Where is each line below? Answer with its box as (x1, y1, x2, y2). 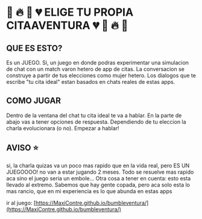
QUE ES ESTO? (6, 43, 63, 53)
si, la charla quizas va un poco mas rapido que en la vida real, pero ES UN (6, 162, 190, 169)
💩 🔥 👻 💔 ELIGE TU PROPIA (6, 5, 134, 19)
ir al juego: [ (6, 199, 36, 206)
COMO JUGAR (6, 96, 62, 106)
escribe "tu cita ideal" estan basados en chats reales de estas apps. (6, 78, 175, 85)
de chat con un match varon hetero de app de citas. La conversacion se (6, 66, 185, 72)
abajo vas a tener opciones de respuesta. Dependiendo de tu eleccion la (6, 118, 186, 125)
